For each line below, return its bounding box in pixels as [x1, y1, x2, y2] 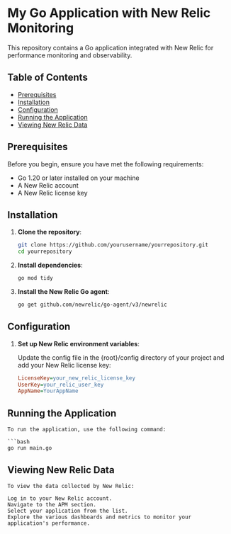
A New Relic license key [17, 188, 88, 197]
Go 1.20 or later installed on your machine [17, 174, 140, 182]
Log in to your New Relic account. [7, 494, 113, 502]
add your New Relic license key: [17, 360, 111, 369]
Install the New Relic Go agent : [17, 288, 110, 295]
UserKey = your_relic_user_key [17, 381, 104, 388]
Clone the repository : [17, 228, 82, 237]
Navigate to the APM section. [7, 501, 97, 508]
